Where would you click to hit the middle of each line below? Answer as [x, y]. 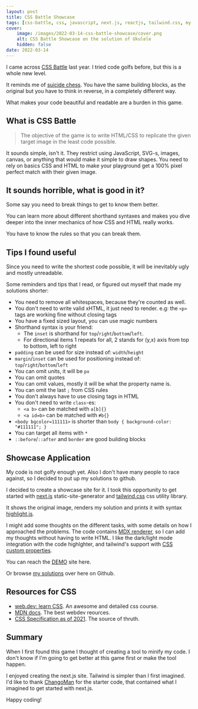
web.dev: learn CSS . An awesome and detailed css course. [86, 606]
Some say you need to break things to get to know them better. [82, 205]
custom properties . [29, 550]
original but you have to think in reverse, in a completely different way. [91, 91]
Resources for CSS [41, 592]
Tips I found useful [41, 252]
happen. [16, 664]
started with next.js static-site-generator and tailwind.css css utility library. [97, 496]
